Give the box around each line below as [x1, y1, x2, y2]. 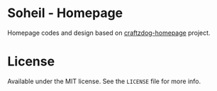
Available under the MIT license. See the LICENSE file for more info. [7, 77, 201, 85]
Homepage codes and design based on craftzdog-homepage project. [7, 28, 211, 37]
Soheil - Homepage [7, 5, 123, 21]
